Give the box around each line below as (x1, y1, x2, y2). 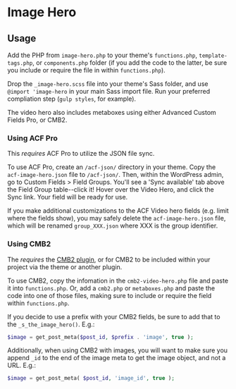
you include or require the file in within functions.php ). (7, 66, 166, 74)
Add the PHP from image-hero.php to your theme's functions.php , (7, 51, 198, 59)
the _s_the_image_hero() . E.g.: (7, 320, 95, 328)
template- (199, 52, 228, 59)
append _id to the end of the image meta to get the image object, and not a (7, 354, 226, 362)
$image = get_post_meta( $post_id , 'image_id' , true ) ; (7, 375, 175, 382)
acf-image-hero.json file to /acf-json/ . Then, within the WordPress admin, (7, 171, 224, 179)
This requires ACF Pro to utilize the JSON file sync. (7, 149, 155, 158)
